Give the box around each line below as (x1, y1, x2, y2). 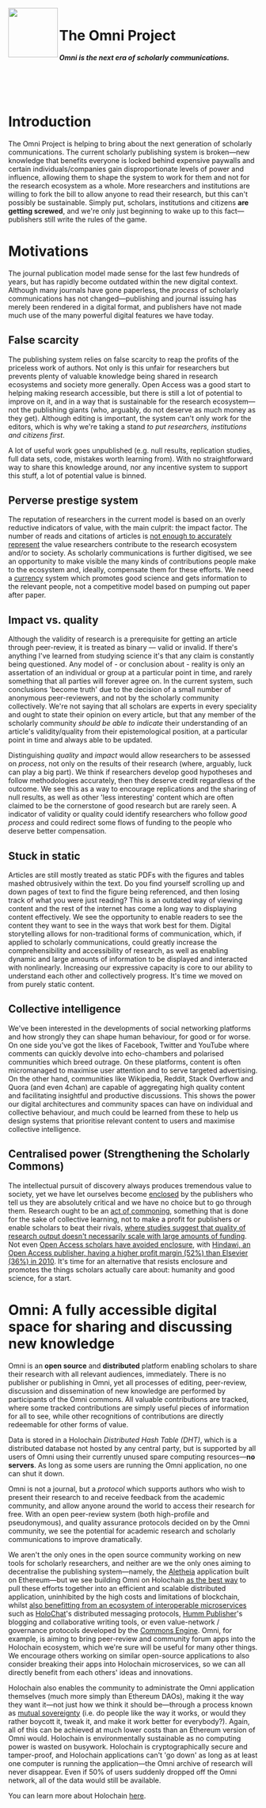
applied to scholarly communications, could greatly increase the (8, 937, 218, 948)
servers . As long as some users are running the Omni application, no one (8, 1460, 248, 1470)
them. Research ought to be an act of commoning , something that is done (8, 1206, 249, 1215)
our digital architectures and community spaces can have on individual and (8, 1099, 253, 1108)
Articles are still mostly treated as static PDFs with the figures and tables (8, 870, 245, 880)
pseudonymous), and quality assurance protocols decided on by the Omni (8, 1517, 250, 1527)
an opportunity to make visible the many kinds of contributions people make (8, 556, 256, 566)
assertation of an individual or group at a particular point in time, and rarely (8, 668, 253, 678)
